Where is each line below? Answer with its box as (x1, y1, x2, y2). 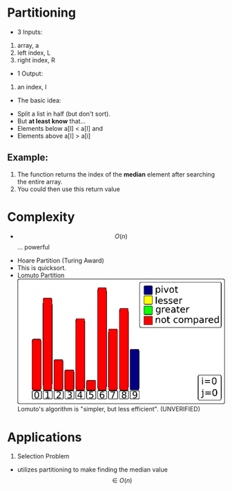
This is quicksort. (17, 263, 67, 271)
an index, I (17, 82, 47, 91)
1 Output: (17, 69, 43, 78)
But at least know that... (17, 116, 86, 125)
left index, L (17, 48, 51, 57)
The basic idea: (17, 96, 61, 105)
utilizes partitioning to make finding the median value (17, 465, 168, 474)
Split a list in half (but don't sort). (17, 109, 110, 118)
